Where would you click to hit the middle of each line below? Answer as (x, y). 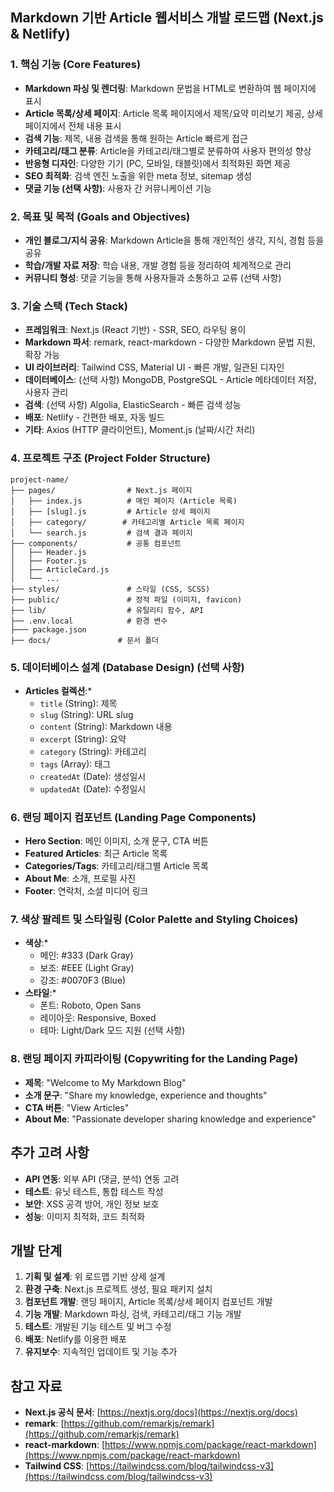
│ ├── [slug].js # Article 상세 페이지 (110, 511)
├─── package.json (48, 629)
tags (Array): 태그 (75, 764)
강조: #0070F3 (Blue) (83, 980)
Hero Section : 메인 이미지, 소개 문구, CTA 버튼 (116, 841)
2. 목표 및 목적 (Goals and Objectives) (100, 216)
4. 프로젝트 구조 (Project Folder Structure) (110, 458)
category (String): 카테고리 (93, 751)
